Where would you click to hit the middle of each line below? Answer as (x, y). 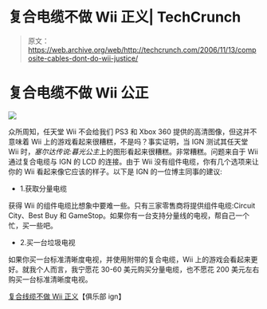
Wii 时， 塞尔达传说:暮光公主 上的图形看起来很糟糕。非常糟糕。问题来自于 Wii (133, 151)
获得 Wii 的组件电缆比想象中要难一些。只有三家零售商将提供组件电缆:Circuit (132, 205)
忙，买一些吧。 (33, 225)
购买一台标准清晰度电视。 (50, 279)
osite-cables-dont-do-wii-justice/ (83, 58)
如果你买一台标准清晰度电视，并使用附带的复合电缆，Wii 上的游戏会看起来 (130, 259)
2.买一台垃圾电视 (47, 242)
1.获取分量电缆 (43, 188)
